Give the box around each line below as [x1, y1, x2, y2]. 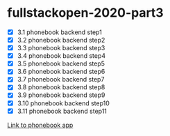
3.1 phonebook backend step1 [17, 28, 102, 36]
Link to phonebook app [7, 121, 74, 129]
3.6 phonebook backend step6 [17, 68, 105, 76]
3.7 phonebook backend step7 [17, 75, 105, 84]
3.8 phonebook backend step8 [17, 83, 105, 91]
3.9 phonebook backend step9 [17, 91, 105, 99]
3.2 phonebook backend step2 [17, 36, 105, 44]
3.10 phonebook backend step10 [17, 99, 110, 107]
